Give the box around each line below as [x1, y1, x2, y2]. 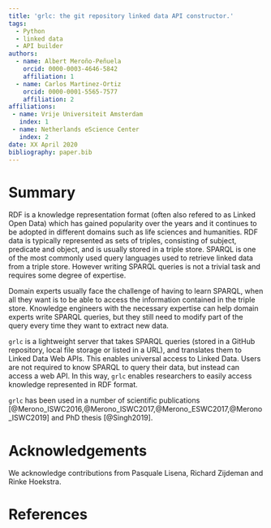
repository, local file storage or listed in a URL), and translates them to [8, 345, 242, 355]
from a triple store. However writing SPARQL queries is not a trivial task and [8, 262, 261, 272]
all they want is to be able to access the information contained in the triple [8, 295, 256, 305]
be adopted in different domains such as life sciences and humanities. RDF [8, 227, 258, 237]
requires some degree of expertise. [8, 270, 127, 281]
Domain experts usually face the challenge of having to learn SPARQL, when [8, 286, 264, 296]
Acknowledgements [8, 441, 148, 460]
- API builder [15, 42, 63, 50]
